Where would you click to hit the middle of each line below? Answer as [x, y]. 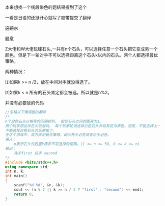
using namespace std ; [27, 167]
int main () [16, 176]
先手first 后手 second [36, 153]
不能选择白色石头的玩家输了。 [31, 130]
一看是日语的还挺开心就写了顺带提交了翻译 [48, 18]
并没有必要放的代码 [25, 103]
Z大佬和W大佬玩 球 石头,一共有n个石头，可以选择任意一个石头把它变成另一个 [82, 49]
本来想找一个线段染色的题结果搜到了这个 [46, 7]
